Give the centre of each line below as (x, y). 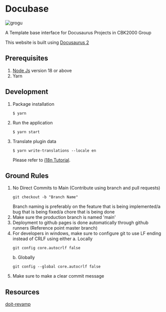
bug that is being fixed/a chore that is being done (63, 212)
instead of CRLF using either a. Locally (53, 239)
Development (27, 92)
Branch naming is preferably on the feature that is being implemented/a (87, 207)
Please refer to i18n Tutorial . (41, 160)
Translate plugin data (34, 141)
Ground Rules (27, 176)
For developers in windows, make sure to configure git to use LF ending (87, 234)
